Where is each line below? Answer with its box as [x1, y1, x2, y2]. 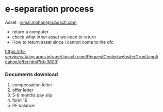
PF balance [12, 103, 35, 109]
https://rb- [5, 48, 26, 54]
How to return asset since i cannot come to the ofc [12, 39, 114, 45]
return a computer [12, 29, 49, 34]
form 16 [12, 97, 28, 103]
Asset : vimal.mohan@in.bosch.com [5, 19, 77, 25]
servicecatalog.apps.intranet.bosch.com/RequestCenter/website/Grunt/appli [5, 53, 158, 59]
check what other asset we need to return [12, 34, 96, 40]
